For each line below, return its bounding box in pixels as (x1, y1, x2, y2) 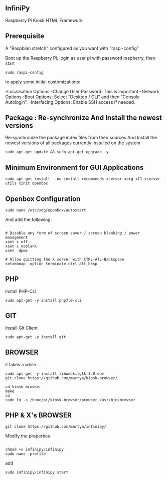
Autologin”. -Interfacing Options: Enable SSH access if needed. (5, 99, 135, 105)
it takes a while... (5, 361, 40, 367)
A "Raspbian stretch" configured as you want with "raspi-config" (5, 45, 139, 51)
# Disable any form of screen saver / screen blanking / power (5, 230, 140, 236)
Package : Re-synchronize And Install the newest (5, 114, 162, 122)
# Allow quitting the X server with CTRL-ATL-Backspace (5, 257, 124, 262)
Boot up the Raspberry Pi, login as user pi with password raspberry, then (5, 55, 155, 61)
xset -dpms (5, 248, 28, 254)
